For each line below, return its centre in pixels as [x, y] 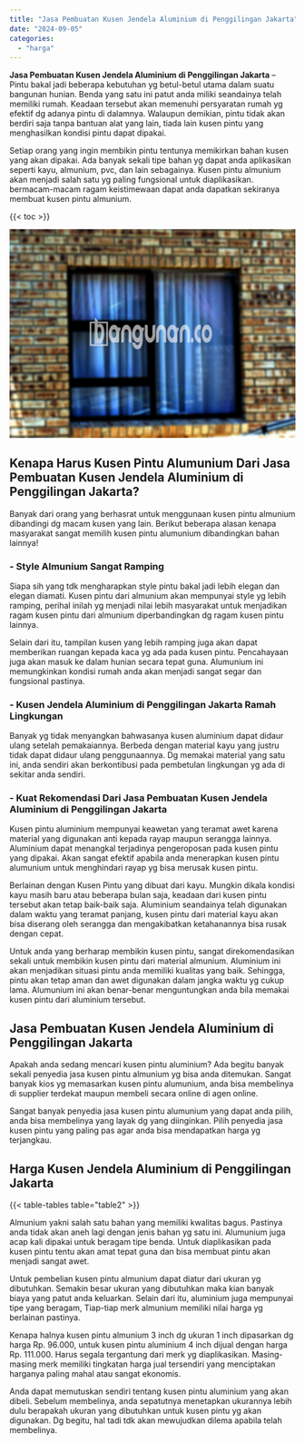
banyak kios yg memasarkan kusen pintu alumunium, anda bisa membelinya [152, 1084]
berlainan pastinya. [45, 1318]
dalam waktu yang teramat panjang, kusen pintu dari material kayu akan [144, 914]
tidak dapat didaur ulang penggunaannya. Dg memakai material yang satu [148, 755]
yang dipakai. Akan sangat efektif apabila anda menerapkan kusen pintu [144, 858]
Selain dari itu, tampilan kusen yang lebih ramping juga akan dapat [133, 642]
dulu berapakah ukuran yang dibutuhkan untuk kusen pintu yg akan [135, 1411]
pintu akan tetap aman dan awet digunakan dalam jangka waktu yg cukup [147, 980]
